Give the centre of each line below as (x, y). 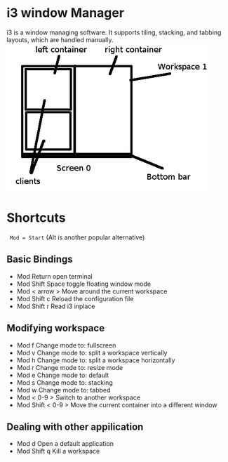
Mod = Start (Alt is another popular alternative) (77, 237)
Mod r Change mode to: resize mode (70, 367)
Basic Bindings (40, 259)
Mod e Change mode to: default (63, 375)
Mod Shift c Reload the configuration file (75, 298)
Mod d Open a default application (65, 444)
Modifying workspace (56, 328)
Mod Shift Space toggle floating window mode (84, 284)
